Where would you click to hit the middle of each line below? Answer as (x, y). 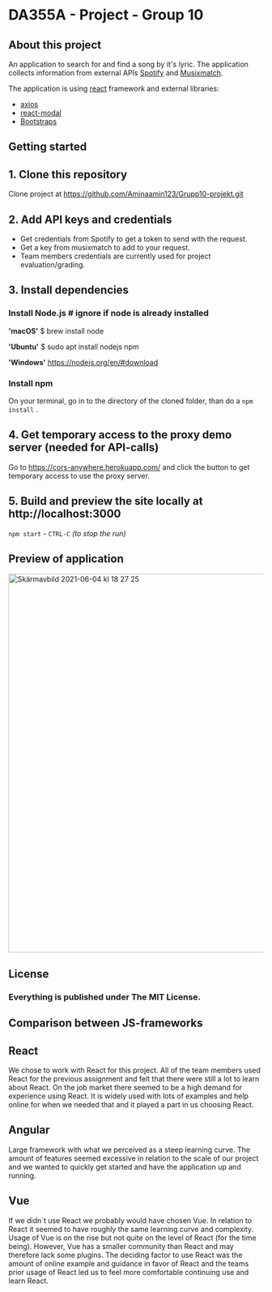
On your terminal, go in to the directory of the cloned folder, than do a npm (131, 401)
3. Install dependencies (69, 290)
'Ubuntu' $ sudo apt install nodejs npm (74, 347)
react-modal (41, 113)
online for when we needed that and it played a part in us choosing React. (131, 1104)
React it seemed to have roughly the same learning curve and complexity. (131, 1229)
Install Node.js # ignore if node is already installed (108, 313)
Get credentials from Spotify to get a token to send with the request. (134, 239)
